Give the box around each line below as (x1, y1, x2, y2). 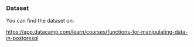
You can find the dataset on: (6, 17, 74, 24)
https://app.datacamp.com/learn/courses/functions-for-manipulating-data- (6, 28, 188, 35)
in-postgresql (6, 35, 39, 42)
